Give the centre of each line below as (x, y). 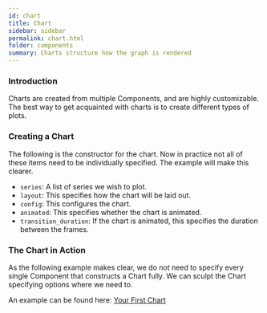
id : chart (25, 16)
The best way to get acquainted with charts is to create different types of (129, 107)
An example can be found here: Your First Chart (87, 300)
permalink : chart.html (46, 38)
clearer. (21, 171)
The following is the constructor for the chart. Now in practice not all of (125, 154)
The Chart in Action (47, 250)
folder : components (41, 46)
